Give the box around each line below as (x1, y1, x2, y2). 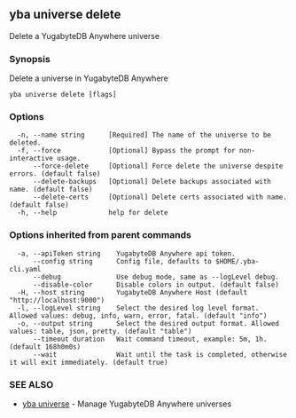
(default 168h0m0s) (9, 342, 82, 351)
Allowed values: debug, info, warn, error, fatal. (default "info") (9, 311, 268, 320)
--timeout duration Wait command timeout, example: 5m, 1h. (32, 335, 268, 343)
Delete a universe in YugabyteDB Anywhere (9, 73, 168, 83)
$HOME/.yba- (215, 256, 260, 265)
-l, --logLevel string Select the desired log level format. (17, 304, 260, 312)
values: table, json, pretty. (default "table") (9, 327, 192, 335)
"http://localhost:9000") (9, 296, 105, 304)
